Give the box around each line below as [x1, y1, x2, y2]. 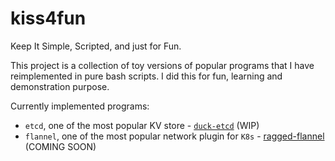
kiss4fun [10, 7, 87, 30]
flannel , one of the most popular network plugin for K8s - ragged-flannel [24, 130, 325, 142]
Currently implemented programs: [10, 100, 150, 112]
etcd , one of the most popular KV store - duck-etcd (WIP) [24, 119, 260, 131]
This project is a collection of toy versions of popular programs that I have [10, 59, 315, 71]
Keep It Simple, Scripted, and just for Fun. [10, 40, 182, 52]
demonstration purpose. [10, 80, 110, 92]
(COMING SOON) [24, 140, 97, 152]
